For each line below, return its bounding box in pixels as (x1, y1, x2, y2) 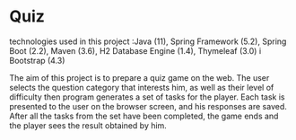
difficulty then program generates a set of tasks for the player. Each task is (9, 92, 285, 102)
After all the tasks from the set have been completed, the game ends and (9, 110, 279, 121)
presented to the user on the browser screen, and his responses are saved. (9, 101, 287, 111)
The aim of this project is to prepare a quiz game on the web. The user (9, 72, 270, 83)
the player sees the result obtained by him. (9, 119, 168, 131)
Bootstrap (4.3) (9, 55, 65, 66)
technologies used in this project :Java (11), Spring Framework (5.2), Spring (9, 36, 287, 47)
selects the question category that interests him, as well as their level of (9, 82, 274, 92)
